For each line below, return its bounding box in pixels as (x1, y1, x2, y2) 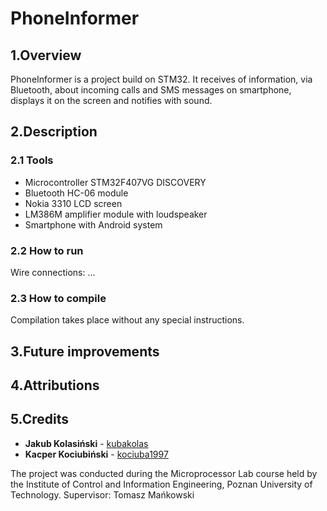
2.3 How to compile (10, 291, 107, 305)
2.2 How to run (10, 243, 84, 257)
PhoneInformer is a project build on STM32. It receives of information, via (10, 73, 313, 85)
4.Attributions (10, 377, 100, 394)
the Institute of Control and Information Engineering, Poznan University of (10, 478, 313, 490)
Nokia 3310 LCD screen (24, 197, 123, 209)
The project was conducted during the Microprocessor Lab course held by (10, 467, 318, 479)
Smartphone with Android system (24, 218, 163, 231)
